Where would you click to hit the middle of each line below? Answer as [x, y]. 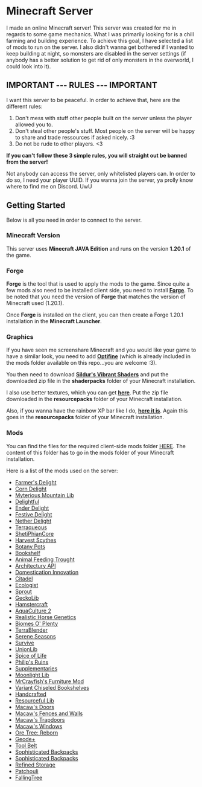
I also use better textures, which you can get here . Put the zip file [87, 393]
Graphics [20, 337]
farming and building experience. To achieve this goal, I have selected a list [99, 40]
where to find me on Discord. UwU [49, 186]
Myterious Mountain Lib [44, 495]
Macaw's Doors [34, 707]
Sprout [23, 591]
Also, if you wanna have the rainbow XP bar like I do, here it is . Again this [97, 411]
